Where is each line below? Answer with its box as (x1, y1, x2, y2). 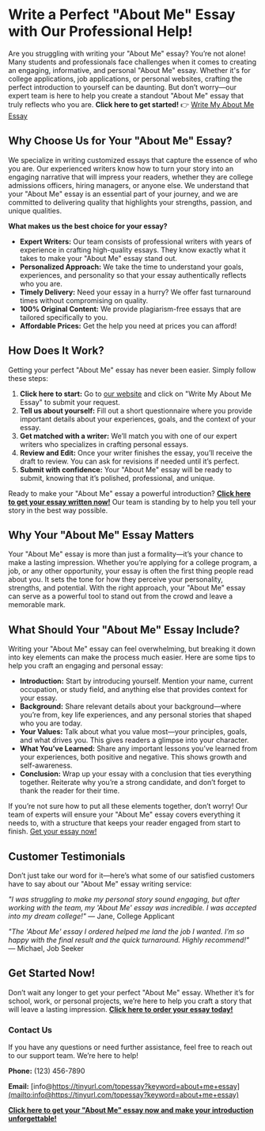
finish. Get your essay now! (8, 827, 97, 837)
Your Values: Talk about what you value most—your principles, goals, (19, 727, 248, 737)
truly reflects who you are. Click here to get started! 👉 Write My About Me (8, 99, 255, 109)
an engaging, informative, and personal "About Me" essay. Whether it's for (8, 65, 251, 75)
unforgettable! (8, 1114, 57, 1124)
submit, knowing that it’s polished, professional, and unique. (19, 473, 215, 483)
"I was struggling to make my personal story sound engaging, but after (8, 894, 240, 904)
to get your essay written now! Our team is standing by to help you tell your (8, 497, 257, 506)
